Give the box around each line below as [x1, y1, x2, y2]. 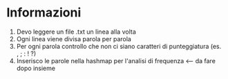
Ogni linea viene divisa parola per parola [16, 34, 132, 43]
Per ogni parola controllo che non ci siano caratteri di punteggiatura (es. [16, 42, 222, 50]
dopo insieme [16, 64, 56, 72]
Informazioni [6, 5, 82, 21]
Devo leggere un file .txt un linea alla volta [16, 27, 136, 36]
